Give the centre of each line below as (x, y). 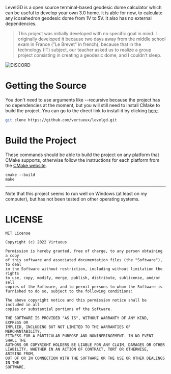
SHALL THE (16, 340)
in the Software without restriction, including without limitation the (84, 269)
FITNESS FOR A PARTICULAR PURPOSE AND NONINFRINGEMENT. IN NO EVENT (79, 336)
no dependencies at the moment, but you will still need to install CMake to (83, 105)
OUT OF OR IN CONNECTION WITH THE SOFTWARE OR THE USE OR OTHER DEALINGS (85, 358)
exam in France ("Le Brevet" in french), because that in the (79, 44)
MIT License (18, 233)
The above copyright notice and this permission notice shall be (76, 300)
